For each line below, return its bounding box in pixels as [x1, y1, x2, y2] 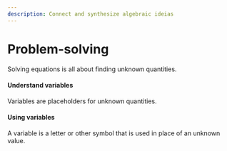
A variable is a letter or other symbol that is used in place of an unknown [7, 129, 221, 137]
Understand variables [7, 81, 74, 90]
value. [7, 136, 26, 145]
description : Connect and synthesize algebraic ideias [7, 10, 174, 18]
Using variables [7, 113, 55, 122]
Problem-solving [7, 41, 109, 57]
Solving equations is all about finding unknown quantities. [7, 65, 177, 73]
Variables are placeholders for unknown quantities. [7, 97, 157, 105]
